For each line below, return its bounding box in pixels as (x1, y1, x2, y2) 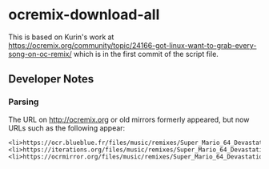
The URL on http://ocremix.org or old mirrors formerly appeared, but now (8, 115, 250, 124)
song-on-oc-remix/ (8, 49, 72, 58)
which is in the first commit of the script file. (73, 49, 219, 58)
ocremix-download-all (8, 6, 160, 24)
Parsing (8, 96, 39, 107)
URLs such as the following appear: (8, 123, 126, 133)
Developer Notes (8, 72, 94, 86)
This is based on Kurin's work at (8, 32, 114, 42)
